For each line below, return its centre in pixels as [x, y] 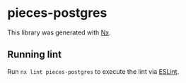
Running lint [35, 55]
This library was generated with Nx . [59, 32]
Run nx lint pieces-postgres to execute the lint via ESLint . [93, 71]
